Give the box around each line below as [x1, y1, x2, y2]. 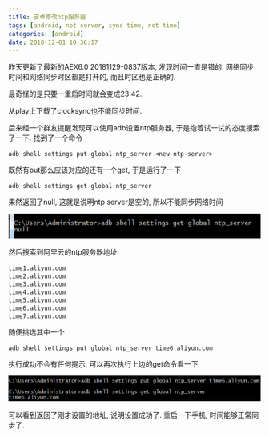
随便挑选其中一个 [8, 327, 65, 337]
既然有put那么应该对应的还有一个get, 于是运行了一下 [8, 165, 182, 175]
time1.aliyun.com [8, 264, 66, 272]
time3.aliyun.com [8, 280, 66, 288]
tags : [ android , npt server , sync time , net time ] [8, 21, 181, 30]
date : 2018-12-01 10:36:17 [8, 38, 98, 46]
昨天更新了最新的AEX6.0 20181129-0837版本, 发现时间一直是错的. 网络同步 [8, 62, 255, 72]
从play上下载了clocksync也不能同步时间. [8, 106, 143, 116]
